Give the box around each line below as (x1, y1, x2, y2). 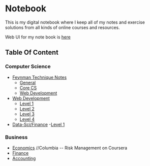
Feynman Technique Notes (12, 74, 67, 80)
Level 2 (19, 105, 35, 111)
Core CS (19, 85, 37, 91)
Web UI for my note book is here (5, 34, 71, 40)
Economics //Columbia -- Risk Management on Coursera (12, 145, 127, 151)
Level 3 (19, 111, 35, 117)
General (19, 79, 36, 85)
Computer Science (5, 63, 51, 70)
